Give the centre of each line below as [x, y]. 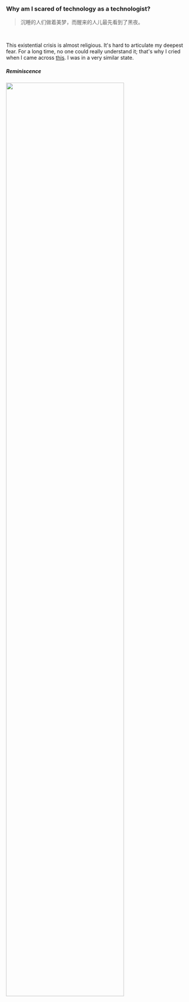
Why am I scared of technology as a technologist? [78, 9]
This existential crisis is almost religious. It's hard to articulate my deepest [95, 45]
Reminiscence [24, 71]
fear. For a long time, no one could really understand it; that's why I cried [93, 52]
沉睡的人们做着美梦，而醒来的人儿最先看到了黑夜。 [82, 22]
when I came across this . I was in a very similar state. [70, 58]
